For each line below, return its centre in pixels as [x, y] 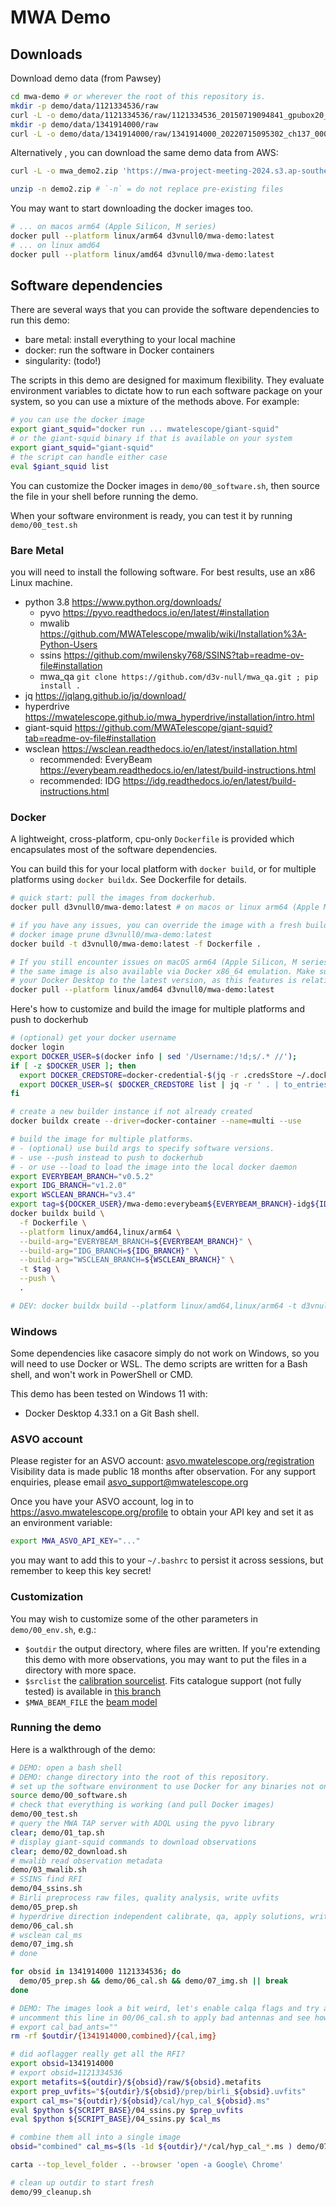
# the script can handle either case [89, 457]
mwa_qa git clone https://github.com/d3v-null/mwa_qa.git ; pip [179, 676]
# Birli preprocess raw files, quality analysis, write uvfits [145, 1898]
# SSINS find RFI [46, 1879]
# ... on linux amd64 [55, 245]
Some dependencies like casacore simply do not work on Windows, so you [165, 1353]
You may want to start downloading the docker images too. [132, 208]
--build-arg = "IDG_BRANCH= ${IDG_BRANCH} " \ [109, 1251]
